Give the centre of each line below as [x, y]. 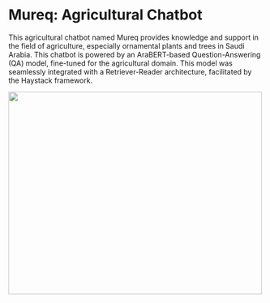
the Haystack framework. [51, 80]
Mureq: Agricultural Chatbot [105, 15]
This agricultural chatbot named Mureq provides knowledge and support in [134, 37]
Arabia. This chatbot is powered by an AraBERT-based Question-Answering [135, 54]
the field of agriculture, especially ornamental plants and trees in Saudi [126, 45]
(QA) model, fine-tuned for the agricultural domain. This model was [120, 63]
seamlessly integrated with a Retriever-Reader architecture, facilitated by [130, 71]
